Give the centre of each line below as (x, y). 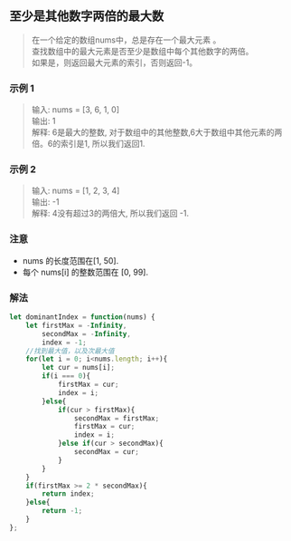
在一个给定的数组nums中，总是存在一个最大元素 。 (126, 40)
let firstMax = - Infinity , (76, 325)
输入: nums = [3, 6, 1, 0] (75, 110)
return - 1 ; (62, 511)
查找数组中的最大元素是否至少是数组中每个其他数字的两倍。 (142, 51)
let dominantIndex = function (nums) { (82, 317)
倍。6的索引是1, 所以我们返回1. (88, 144)
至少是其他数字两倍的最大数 (87, 16)
